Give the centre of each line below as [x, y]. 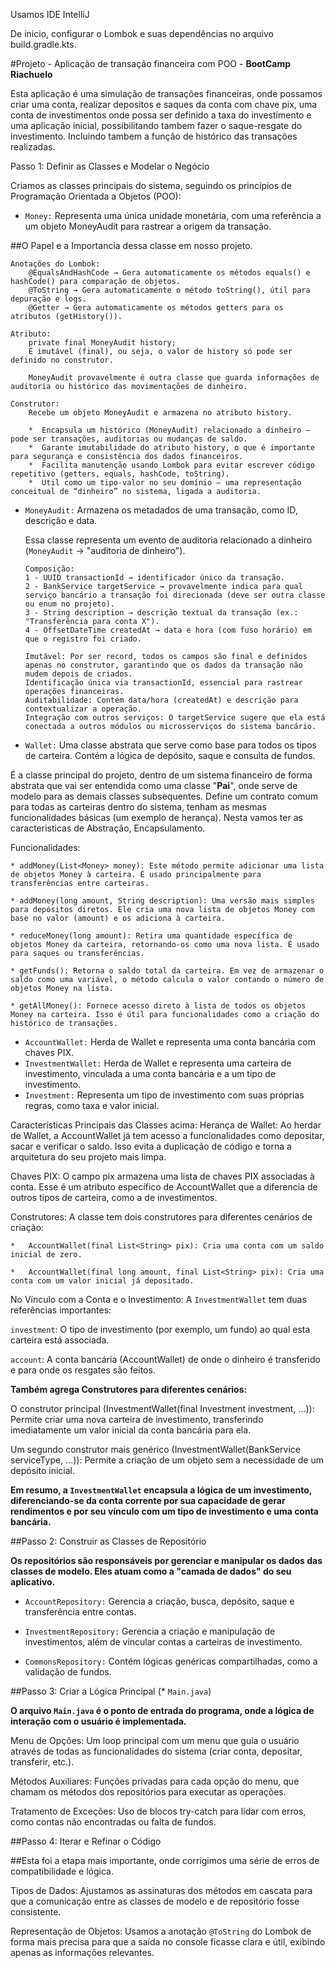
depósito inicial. [42, 1470]
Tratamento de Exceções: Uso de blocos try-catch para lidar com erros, [158, 1811]
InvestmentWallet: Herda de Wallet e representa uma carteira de [158, 1063]
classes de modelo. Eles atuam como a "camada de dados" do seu [151, 1571]
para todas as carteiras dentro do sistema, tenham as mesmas [138, 807]
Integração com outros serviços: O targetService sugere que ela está [175, 718]
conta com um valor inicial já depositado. [102, 1281]
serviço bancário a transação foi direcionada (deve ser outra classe [175, 595]
